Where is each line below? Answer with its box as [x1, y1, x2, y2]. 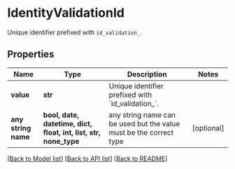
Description [127, 69, 167, 79]
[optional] [192, 123, 225, 133]
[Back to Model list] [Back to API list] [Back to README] [7, 154, 168, 163]
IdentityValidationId [7, 5, 124, 21]
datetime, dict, [43, 119, 92, 128]
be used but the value [108, 119, 180, 128]
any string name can [108, 110, 176, 120]
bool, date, [43, 110, 79, 120]
